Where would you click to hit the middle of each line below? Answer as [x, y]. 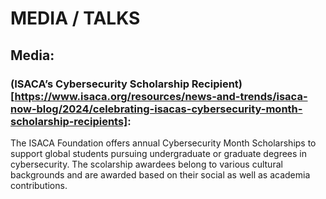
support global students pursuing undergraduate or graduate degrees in [159, 153]
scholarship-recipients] [69, 121]
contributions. [39, 185]
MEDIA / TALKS [75, 18]
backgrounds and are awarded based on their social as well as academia [160, 174]
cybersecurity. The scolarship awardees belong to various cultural [146, 164]
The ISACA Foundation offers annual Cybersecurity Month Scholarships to [163, 143]
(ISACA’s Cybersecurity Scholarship [100, 84]
